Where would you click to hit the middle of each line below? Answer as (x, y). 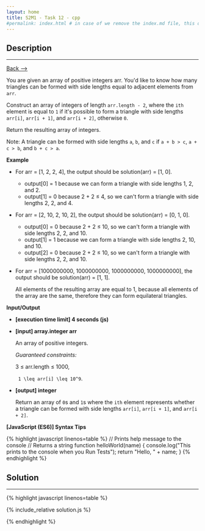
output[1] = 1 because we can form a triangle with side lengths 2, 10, (110, 240)
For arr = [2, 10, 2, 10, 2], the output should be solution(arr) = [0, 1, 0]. (103, 215)
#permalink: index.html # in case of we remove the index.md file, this (101, 23)
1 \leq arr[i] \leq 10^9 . (50, 378)
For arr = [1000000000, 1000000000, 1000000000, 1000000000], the (104, 271)
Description (29, 48)
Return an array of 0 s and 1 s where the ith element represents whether (105, 402)
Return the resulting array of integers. (54, 130)
